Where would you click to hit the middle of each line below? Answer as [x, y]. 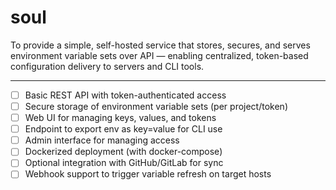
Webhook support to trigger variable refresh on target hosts [148, 174]
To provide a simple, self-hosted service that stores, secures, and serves [160, 45]
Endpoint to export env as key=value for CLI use [123, 129]
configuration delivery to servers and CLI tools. [107, 66]
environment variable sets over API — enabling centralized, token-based [159, 55]
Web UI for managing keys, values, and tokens [120, 118]
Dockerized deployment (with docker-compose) [123, 152]
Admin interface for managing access [102, 140]
